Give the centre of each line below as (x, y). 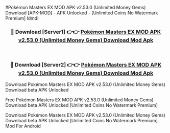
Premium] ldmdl (22, 18)
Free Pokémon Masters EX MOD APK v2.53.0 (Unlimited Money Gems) (80, 100)
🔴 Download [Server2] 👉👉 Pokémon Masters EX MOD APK (86, 65)
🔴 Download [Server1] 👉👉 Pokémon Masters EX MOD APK (86, 32)
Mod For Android (23, 126)
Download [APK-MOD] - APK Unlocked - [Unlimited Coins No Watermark (82, 13)
